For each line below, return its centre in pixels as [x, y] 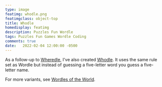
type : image [17, 9]
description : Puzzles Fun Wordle [39, 32]
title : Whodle [20, 23]
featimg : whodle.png [26, 14]
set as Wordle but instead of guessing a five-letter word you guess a [74, 65]
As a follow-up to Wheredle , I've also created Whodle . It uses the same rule [81, 59]
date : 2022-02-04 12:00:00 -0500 [41, 46]
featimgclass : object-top [31, 18]
